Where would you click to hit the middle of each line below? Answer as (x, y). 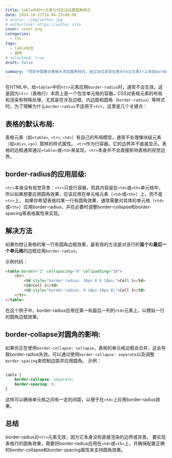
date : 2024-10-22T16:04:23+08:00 (41, 15)
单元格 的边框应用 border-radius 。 (45, 251)
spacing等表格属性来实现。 (34, 213)
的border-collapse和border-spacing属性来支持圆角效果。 (66, 450)
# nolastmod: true (25, 58)
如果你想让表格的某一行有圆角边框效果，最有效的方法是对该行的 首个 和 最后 (84, 244)
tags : (11, 44)
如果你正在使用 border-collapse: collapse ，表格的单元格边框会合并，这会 (83, 348)
